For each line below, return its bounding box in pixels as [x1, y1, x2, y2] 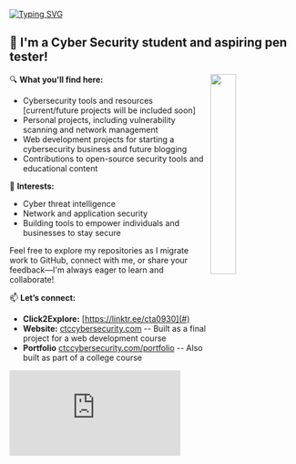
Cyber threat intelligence [22, 198, 117, 209]
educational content [22, 162, 98, 173]
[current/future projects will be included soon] [22, 105, 196, 116]
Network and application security [22, 208, 148, 219]
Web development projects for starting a [22, 133, 175, 145]
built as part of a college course [22, 352, 143, 363]
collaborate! [9, 273, 55, 284]
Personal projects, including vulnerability [22, 114, 176, 125]
